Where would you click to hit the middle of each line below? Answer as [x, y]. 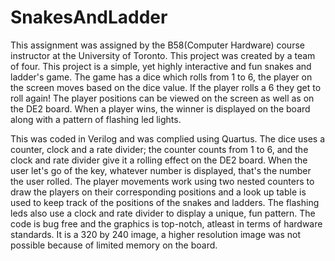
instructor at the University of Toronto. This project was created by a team [163, 55]
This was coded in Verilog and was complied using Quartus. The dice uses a [168, 138]
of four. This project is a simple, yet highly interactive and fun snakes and [161, 66]
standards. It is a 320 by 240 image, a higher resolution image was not [156, 234]
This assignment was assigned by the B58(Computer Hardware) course [157, 45]
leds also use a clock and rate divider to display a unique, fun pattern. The [163, 213]
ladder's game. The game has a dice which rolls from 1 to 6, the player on [161, 77]
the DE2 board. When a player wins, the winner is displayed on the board [160, 108]
